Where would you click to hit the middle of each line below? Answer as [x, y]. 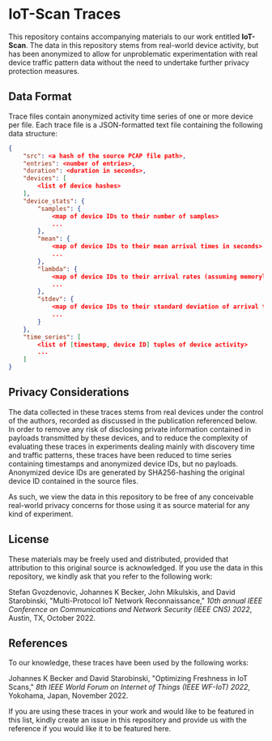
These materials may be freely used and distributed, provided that [119, 559]
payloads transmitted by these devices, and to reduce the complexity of [128, 437]
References [38, 643]
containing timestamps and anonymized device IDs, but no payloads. [123, 463]
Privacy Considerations [69, 392]
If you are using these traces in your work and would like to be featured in [131, 712]
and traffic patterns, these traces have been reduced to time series [120, 455]
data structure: [33, 133]
